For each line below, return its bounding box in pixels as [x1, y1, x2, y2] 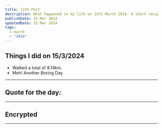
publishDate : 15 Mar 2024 [5, 16, 57, 21]
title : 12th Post [5, 7, 40, 12]
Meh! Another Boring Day [12, 70, 63, 75]
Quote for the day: [5, 88, 62, 97]
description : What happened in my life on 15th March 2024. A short [5, 12, 147, 16]
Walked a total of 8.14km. [12, 65, 63, 71]
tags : [5, 25, 16, 30]
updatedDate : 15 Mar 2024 [5, 20, 57, 26]
